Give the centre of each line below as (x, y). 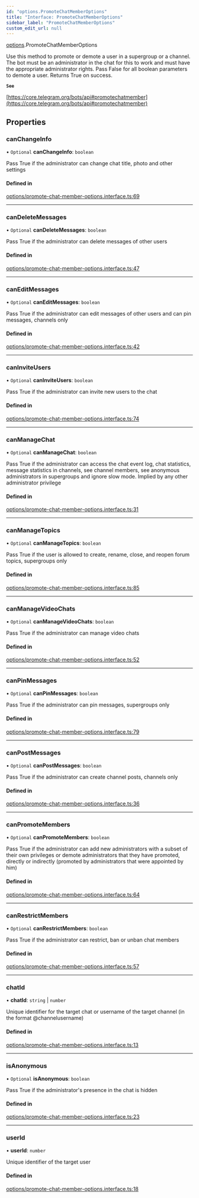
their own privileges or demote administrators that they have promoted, (93, 855)
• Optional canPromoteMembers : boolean (58, 837)
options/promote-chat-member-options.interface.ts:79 (73, 731)
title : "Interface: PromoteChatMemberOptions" (65, 17)
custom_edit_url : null (34, 28)
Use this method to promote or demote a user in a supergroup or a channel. (98, 56)
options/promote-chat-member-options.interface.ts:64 (73, 894)
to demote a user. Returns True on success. (59, 75)
